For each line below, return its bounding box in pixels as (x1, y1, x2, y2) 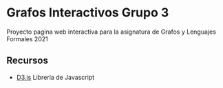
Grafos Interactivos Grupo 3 (6, 5, 169, 21)
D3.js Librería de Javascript (16, 73, 94, 81)
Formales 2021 (6, 34, 49, 43)
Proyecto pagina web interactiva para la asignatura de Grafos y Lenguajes (6, 27, 216, 36)
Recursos (6, 55, 49, 67)
